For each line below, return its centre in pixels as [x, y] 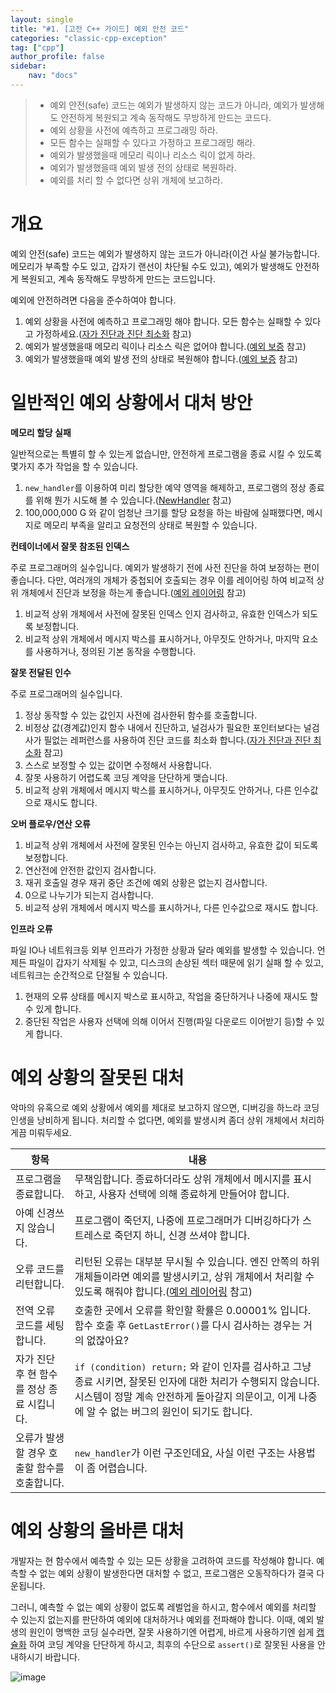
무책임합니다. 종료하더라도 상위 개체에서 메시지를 [183, 1179]
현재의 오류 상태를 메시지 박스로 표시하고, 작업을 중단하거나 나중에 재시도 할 [171, 996]
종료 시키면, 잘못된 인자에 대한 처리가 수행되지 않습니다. [197, 1381]
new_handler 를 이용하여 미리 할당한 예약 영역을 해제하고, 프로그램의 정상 [165, 487]
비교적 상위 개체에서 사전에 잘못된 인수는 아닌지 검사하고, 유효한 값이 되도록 [171, 845]
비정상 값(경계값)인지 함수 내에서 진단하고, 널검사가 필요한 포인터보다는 [163, 727]
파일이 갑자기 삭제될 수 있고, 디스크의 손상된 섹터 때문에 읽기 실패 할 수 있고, [176, 962]
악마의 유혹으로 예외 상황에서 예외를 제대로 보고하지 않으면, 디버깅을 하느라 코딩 [165, 1107]
